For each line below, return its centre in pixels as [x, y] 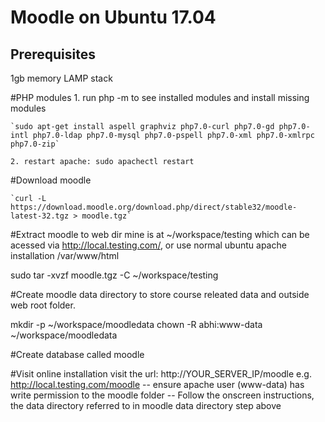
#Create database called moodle [77, 354]
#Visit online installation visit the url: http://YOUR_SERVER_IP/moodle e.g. [161, 374]
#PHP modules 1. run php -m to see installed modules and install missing [160, 97]
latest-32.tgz [40, 216]
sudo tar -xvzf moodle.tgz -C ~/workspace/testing [114, 275]
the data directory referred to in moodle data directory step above [146, 405]
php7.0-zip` [35, 144]
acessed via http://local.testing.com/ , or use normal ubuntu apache [148, 245]
